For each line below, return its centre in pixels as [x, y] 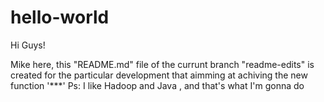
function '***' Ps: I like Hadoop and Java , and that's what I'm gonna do [157, 85]
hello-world [60, 17]
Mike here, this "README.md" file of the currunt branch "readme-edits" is [162, 64]
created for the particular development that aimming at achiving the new [159, 75]
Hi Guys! [28, 45]
